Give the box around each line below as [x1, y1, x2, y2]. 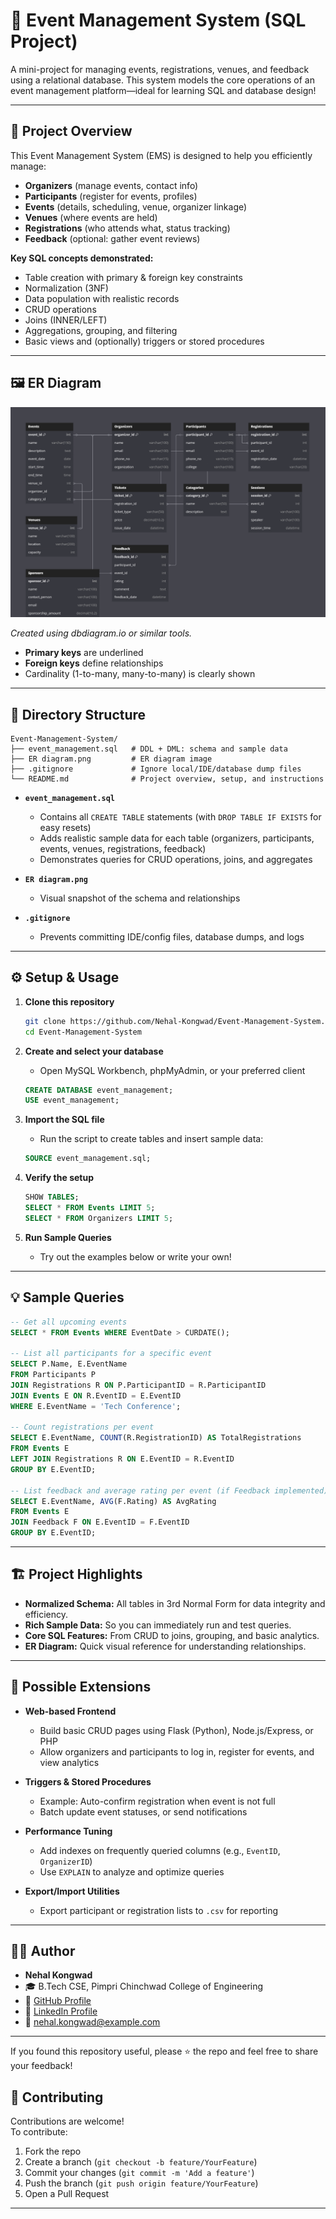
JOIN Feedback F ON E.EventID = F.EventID [10, 1517, 190, 1528]
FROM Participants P [10, 1370, 97, 1380]
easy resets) [39, 822, 92, 834]
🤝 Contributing [10, 2089, 104, 2106]
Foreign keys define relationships [24, 657, 164, 669]
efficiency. [24, 1608, 68, 1620]
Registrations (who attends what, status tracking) [24, 222, 231, 234]
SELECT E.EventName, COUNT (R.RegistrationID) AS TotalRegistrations [10, 1433, 302, 1443]
